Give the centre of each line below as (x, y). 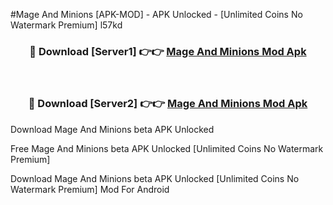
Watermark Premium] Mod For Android (90, 189)
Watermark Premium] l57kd (66, 25)
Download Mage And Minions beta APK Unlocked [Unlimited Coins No (155, 178)
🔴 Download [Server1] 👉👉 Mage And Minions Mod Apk (168, 51)
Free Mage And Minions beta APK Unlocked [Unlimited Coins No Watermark (167, 148)
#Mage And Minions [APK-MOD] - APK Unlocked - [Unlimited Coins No (156, 14)
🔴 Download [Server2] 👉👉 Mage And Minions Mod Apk (168, 104)
